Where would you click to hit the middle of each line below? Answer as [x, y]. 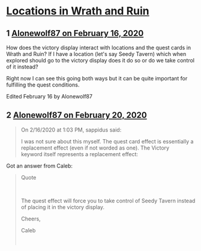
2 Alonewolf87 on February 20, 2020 [76, 115]
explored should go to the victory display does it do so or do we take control [100, 60]
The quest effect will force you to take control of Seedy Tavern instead [108, 201]
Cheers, [31, 219]
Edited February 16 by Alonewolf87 [49, 96]
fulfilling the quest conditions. [43, 85]
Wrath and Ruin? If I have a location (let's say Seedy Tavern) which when [96, 54]
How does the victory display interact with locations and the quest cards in [98, 47]
